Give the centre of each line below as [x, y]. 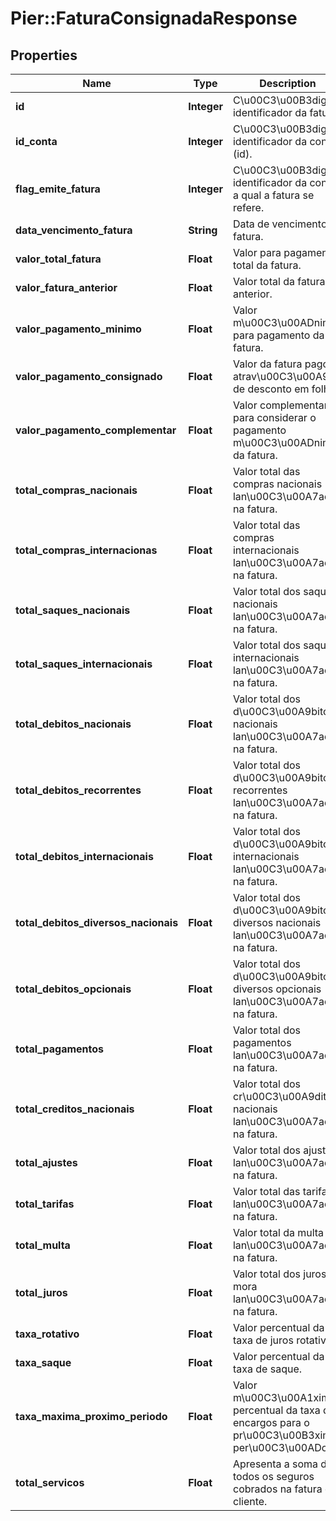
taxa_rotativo [47, 1334]
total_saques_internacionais [84, 664]
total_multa [43, 1245]
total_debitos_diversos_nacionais [97, 922]
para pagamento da [278, 335]
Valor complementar [280, 405]
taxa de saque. [267, 1369]
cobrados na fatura [277, 1489]
